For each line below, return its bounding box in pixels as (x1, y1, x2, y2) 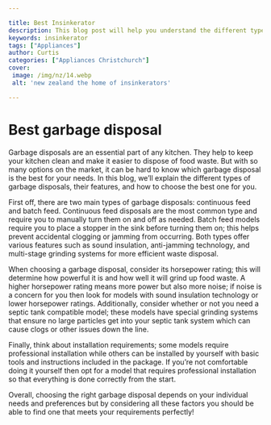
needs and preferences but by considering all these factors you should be (8, 398, 254, 408)
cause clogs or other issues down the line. (8, 324, 149, 334)
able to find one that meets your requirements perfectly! (8, 406, 195, 416)
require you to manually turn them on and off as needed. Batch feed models (8, 215, 261, 224)
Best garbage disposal (8, 120, 163, 139)
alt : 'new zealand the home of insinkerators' (11, 78, 172, 87)
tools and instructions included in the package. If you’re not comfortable (8, 356, 248, 367)
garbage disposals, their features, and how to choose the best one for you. (8, 181, 257, 191)
